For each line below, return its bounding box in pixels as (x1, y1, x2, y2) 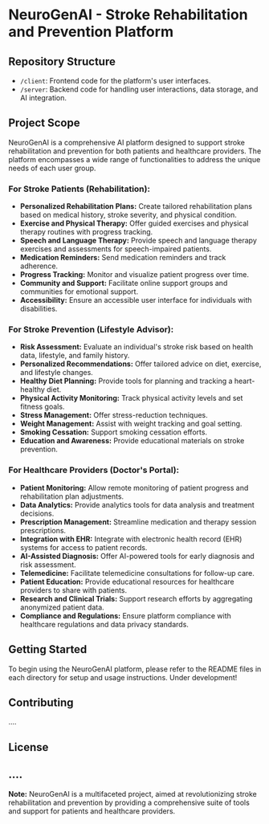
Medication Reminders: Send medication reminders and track (19, 253, 226, 263)
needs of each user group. (8, 163, 96, 173)
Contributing (8, 696, 74, 709)
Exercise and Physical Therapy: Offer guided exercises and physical (19, 218, 249, 228)
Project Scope (8, 116, 80, 130)
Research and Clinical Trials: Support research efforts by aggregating (19, 594, 253, 603)
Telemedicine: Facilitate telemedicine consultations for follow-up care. (19, 568, 255, 577)
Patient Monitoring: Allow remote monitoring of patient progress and (19, 483, 249, 492)
